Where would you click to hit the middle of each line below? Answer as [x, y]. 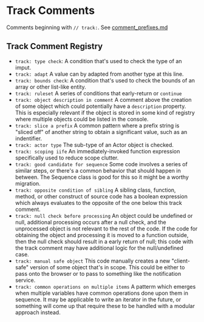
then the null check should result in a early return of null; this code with [104, 241]
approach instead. [38, 312]
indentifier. [29, 138]
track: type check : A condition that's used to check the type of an [98, 61]
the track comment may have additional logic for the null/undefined [99, 248]
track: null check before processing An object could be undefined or [104, 215]
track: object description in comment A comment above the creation [103, 99]
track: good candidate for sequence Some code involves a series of [101, 164]
